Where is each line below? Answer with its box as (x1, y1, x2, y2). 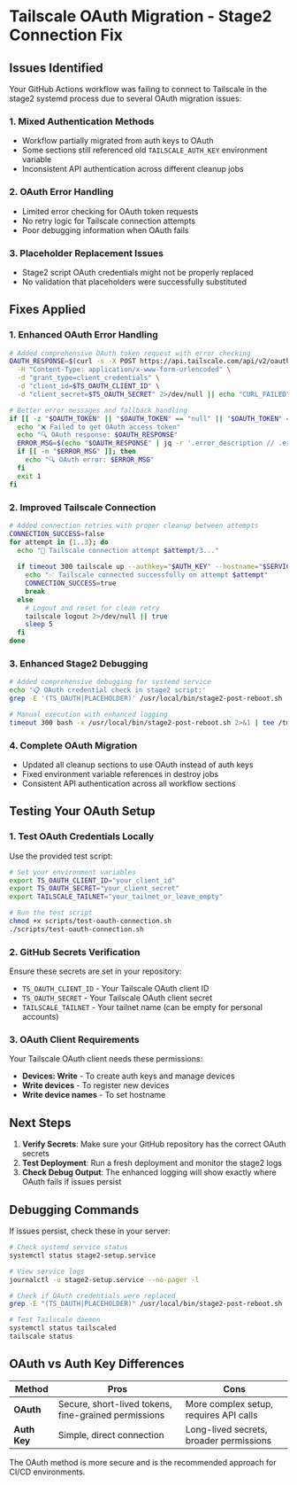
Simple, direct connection (57, 1428, 165, 1441)
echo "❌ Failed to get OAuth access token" (17, 423, 181, 432)
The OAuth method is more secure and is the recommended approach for (9, 1457, 277, 1467)
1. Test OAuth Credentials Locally (9, 830, 155, 843)
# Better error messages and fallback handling (9, 406, 188, 415)
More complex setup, (185, 1397, 274, 1410)
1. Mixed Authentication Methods (9, 115, 155, 128)
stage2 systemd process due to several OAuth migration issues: (9, 93, 242, 104)
